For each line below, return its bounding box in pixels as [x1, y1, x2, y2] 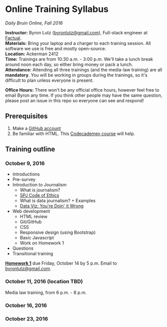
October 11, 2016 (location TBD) [5, 278, 83, 285]
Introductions [12, 171, 40, 177]
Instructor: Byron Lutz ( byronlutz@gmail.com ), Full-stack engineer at [5, 29, 148, 35]
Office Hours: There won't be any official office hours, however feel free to [5, 87, 160, 93]
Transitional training [12, 251, 53, 257]
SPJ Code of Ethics [19, 192, 59, 198]
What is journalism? [19, 187, 61, 193]
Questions [12, 245, 34, 251]
